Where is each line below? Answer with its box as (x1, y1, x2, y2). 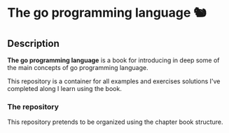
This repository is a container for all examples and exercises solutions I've (7, 77, 221, 85)
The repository (7, 101, 60, 111)
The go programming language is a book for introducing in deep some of (7, 56, 220, 64)
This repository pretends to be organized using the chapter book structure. (7, 118, 223, 126)
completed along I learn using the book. (7, 85, 123, 92)
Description (7, 37, 60, 49)
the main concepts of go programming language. (7, 64, 148, 71)
